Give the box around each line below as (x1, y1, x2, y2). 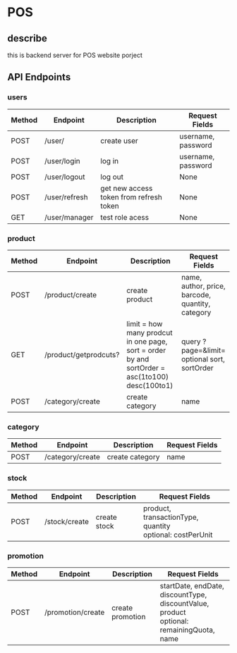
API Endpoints (7, 71, 71, 83)
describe (7, 32, 47, 44)
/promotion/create (44, 607, 105, 617)
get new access (100, 183, 153, 193)
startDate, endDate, (159, 580, 224, 590)
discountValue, (159, 598, 209, 608)
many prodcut (126, 328, 173, 337)
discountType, (159, 590, 207, 599)
